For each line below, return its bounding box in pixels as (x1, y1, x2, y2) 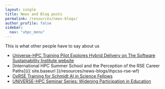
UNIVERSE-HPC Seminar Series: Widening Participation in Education (12, 78, 151, 84)
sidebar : (5, 25, 23, 30)
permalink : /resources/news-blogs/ (5, 16, 78, 21)
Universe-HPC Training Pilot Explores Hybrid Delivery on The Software (12, 53, 156, 58)
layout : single (5, 7, 36, 12)
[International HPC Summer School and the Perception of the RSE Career (12, 63, 160, 69)
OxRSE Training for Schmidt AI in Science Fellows (12, 73, 113, 79)
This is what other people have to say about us (5, 43, 100, 49)
